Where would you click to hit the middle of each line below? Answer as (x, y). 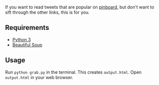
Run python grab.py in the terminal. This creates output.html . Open (73, 72)
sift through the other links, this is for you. (48, 12)
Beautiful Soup (27, 45)
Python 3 (21, 39)
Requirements (27, 28)
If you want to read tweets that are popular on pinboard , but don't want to (79, 7)
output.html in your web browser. (39, 77)
